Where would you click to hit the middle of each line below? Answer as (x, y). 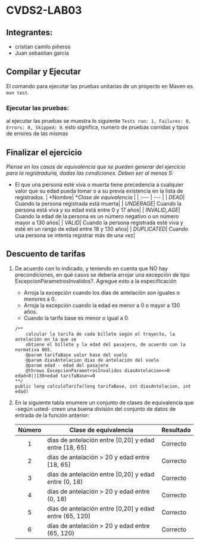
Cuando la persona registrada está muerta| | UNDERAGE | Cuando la (98, 203)
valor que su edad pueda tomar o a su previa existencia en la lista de (99, 191)
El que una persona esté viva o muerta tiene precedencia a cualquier (99, 184)
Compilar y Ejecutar (44, 72)
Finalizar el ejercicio (44, 152)
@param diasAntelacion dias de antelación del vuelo (93, 360)
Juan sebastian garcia (42, 53)
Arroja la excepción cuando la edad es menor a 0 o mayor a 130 (102, 305)
